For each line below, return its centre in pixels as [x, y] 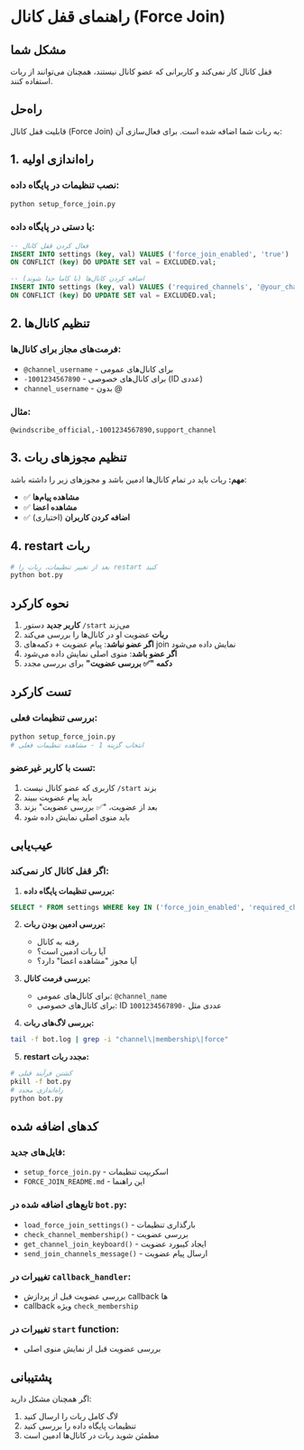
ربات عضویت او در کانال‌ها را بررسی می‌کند [96, 635]
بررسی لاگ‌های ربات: [59, 1023]
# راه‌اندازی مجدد [37, 1090]
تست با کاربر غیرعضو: [53, 768]
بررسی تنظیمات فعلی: [54, 718]
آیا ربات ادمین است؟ [71, 951]
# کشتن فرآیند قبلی [41, 1074]
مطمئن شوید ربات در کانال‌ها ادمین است [91, 1436]
